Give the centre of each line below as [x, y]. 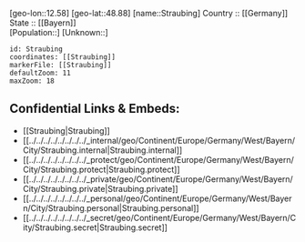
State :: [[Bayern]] [43, 23]
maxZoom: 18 [32, 81]
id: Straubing [36, 49]
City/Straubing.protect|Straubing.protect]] [101, 169]
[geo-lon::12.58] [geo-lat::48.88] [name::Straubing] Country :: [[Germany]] [149, 13]
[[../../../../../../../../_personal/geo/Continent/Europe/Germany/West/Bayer [158, 198]
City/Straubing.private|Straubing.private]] [101, 188]
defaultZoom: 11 [40, 73]
